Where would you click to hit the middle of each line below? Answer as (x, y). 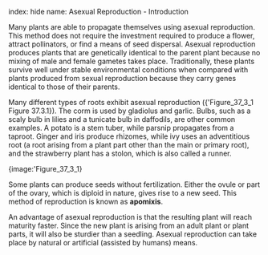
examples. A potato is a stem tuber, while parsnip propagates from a (121, 128)
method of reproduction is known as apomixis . (85, 201)
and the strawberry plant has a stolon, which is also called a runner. (120, 153)
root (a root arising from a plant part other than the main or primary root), (129, 145)
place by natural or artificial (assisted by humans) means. (103, 243)
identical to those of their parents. (64, 87)
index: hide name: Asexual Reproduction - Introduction (98, 12)
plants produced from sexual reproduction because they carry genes (122, 78)
